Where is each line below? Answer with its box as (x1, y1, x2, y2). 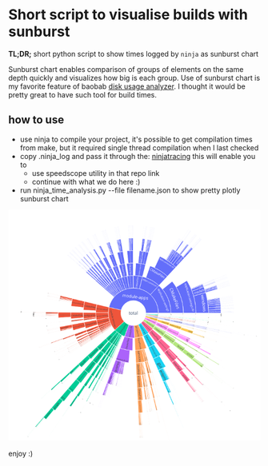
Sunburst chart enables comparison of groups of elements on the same (8, 64, 244, 74)
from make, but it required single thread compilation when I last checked (19, 142, 259, 153)
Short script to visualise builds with (8, 6, 248, 24)
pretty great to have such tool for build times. (8, 90, 158, 99)
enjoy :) (8, 449, 34, 459)
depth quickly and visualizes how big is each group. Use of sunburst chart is (8, 73, 261, 82)
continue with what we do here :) (31, 177, 141, 186)
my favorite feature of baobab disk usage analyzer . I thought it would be (8, 82, 246, 91)
